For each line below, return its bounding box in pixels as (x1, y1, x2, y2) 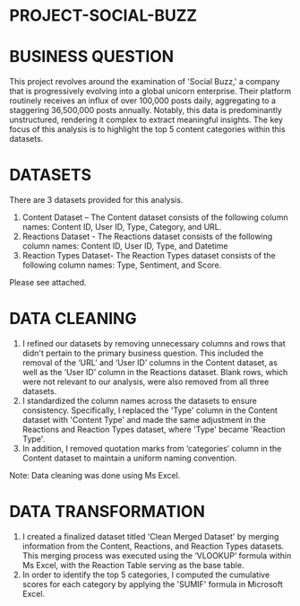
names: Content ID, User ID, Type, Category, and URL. (21, 222, 222, 233)
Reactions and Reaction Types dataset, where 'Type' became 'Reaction (21, 424, 286, 435)
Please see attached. (9, 277, 87, 288)
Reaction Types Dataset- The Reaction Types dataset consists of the (21, 250, 276, 261)
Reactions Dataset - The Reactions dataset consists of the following (21, 231, 273, 242)
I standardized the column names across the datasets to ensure (21, 396, 257, 406)
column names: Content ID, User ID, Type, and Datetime (21, 241, 228, 251)
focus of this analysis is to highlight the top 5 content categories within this (9, 124, 286, 135)
